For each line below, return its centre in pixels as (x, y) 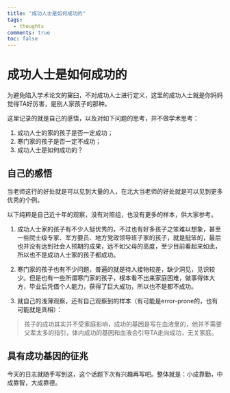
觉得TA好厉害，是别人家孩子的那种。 (59, 104)
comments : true (29, 33)
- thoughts (29, 26)
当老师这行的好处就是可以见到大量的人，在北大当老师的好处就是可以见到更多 (115, 191)
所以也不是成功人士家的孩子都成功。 (68, 255)
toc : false (23, 39)
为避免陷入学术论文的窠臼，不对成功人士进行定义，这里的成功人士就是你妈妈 (115, 95)
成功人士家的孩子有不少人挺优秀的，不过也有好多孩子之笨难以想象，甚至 (119, 229)
